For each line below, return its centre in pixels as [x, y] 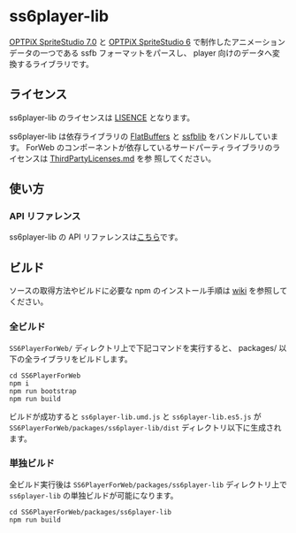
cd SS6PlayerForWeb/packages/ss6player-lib [91, 512]
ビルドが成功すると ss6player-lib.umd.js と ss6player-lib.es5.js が [136, 416]
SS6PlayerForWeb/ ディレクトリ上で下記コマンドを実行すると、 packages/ [143, 347]
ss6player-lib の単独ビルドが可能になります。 [94, 495]
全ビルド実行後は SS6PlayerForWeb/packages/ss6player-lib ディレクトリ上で [148, 484]
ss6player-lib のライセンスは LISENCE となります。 [102, 118]
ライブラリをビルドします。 [82, 359]
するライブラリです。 [55, 64]
